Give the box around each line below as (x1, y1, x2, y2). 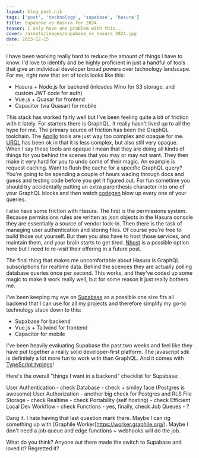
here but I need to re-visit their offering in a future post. (6, 245, 141, 252)
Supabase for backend (14, 318, 71, 325)
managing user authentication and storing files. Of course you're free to (6, 227, 182, 233)
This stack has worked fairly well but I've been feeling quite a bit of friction (6, 114, 189, 121)
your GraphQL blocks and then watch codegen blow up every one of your (6, 190, 187, 196)
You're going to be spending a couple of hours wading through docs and (6, 171, 184, 177)
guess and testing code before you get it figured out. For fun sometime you (6, 177, 190, 184)
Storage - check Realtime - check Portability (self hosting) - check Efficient (6, 397, 191, 403)
